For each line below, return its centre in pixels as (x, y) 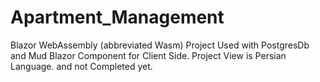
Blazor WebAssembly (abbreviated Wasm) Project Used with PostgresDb (160, 45)
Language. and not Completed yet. (81, 66)
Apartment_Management (117, 17)
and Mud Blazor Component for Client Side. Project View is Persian (148, 55)
